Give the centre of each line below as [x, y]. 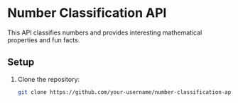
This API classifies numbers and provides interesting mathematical [105, 32]
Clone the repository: [49, 79]
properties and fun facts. [44, 40]
